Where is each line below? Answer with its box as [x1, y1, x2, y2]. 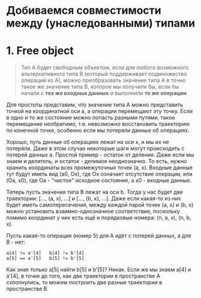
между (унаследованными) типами [6, 16, 196, 30]
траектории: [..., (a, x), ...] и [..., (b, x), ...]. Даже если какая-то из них [6, 195, 181, 202]
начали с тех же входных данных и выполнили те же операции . [20, 90, 188, 97]
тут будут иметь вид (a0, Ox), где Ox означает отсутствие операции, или [6, 170, 193, 178]
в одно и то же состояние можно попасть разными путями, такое [6, 114, 175, 121]
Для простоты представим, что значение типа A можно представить [6, 101, 184, 108]
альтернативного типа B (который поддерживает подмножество [20, 70, 187, 78]
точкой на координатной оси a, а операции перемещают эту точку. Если [6, 108, 193, 115]
